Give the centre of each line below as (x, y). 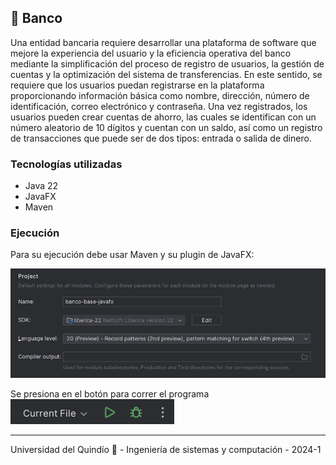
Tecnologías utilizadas (66, 164)
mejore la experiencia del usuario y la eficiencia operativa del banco (151, 53)
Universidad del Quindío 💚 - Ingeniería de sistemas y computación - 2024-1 (166, 449)
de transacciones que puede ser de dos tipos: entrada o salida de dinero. (161, 138)
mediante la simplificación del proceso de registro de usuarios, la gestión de (167, 63)
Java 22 (41, 186)
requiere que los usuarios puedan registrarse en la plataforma (137, 85)
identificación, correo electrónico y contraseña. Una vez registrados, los (159, 106)
